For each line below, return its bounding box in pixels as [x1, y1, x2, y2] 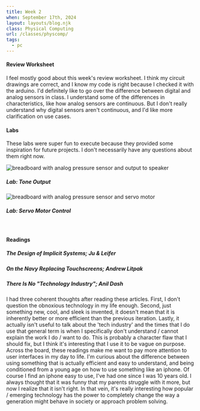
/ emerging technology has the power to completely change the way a [6, 391, 180, 398]
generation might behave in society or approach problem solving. [6, 398, 168, 405]
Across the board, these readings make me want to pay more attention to [6, 347, 187, 354]
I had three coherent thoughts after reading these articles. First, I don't [6, 295, 181, 303]
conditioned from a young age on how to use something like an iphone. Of [6, 365, 190, 373]
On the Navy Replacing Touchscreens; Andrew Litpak [6, 265, 143, 272]
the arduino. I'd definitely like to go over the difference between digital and [6, 87, 191, 94]
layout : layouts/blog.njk [6, 20, 71, 26]
